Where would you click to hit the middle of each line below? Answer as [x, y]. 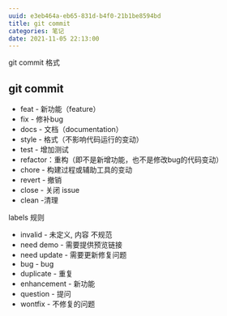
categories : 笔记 [36, 31]
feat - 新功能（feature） [60, 109]
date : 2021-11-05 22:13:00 [54, 38]
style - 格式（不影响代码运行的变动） [81, 139]
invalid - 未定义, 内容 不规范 [66, 235]
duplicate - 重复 [46, 274]
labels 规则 [26, 218]
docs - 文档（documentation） [71, 130]
